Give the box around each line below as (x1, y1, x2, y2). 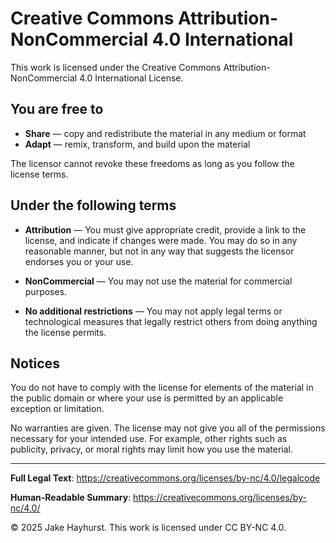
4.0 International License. (79, 72, 184, 84)
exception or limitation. (10, 403, 105, 415)
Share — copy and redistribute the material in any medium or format (24, 127, 307, 139)
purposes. (24, 285, 68, 297)
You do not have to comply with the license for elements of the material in (10, 382, 314, 394)
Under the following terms (10, 197, 177, 214)
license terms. (10, 168, 69, 180)
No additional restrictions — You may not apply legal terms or (24, 305, 283, 317)
